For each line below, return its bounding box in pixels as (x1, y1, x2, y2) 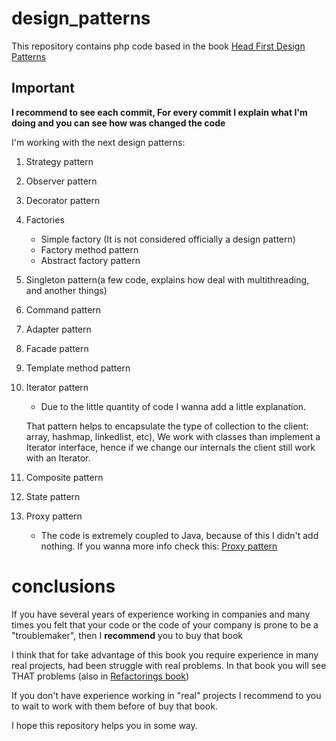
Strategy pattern (25, 155, 94, 167)
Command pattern (25, 303, 102, 316)
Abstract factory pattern (40, 254, 141, 266)
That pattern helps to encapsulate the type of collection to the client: (25, 420, 309, 432)
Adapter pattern (25, 323, 92, 335)
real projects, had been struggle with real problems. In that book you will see (11, 659, 327, 671)
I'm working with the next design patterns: (11, 136, 186, 148)
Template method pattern (25, 362, 131, 374)
